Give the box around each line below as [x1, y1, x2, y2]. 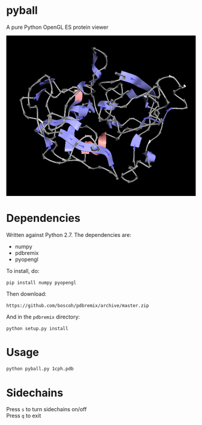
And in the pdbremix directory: [6, 313, 80, 320]
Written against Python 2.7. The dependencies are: [6, 231, 132, 238]
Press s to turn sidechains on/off [6, 406, 87, 413]
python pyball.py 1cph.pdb [6, 366, 74, 372]
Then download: [6, 290, 47, 298]
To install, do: [6, 267, 40, 274]
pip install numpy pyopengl [6, 280, 77, 286]
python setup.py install [6, 325, 69, 331]
